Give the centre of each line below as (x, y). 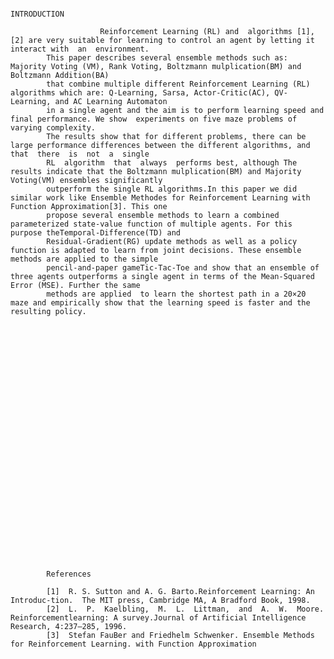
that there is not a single (80, 154)
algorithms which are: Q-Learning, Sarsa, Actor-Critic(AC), (140, 93)
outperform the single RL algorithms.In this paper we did (172, 189)
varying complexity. (53, 128)
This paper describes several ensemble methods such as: (167, 58)
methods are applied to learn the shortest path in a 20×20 (176, 294)
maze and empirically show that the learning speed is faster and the (160, 303)
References (69, 574)
